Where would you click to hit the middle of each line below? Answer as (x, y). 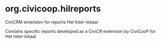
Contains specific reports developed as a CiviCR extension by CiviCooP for (80, 31)
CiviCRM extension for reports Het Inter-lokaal (51, 22)
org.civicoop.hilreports (53, 9)
